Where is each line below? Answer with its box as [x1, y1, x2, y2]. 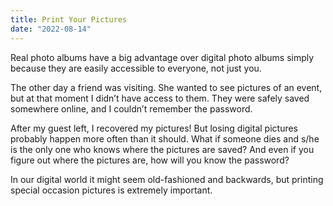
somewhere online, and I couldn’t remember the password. [10, 102, 253, 115]
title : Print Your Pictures [10, 14, 128, 25]
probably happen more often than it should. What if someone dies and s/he [10, 132, 320, 145]
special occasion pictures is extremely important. [10, 184, 213, 196]
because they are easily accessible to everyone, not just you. [10, 62, 262, 74]
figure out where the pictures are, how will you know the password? [10, 154, 290, 166]
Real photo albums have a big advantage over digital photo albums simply [10, 51, 315, 63]
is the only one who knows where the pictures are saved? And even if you [10, 143, 315, 155]
